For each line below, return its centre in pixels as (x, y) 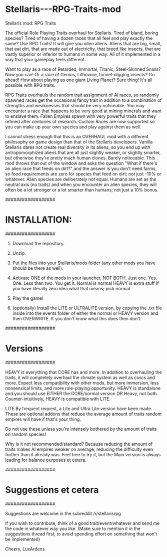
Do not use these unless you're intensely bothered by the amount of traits (81, 429)
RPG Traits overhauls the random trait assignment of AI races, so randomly (82, 95)
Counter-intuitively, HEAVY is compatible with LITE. (58, 399)
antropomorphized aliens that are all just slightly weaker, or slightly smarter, (83, 152)
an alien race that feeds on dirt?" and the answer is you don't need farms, (81, 168)
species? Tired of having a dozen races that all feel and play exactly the (79, 38)
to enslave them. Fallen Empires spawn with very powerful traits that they (81, 116)
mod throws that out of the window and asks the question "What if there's (81, 163)
